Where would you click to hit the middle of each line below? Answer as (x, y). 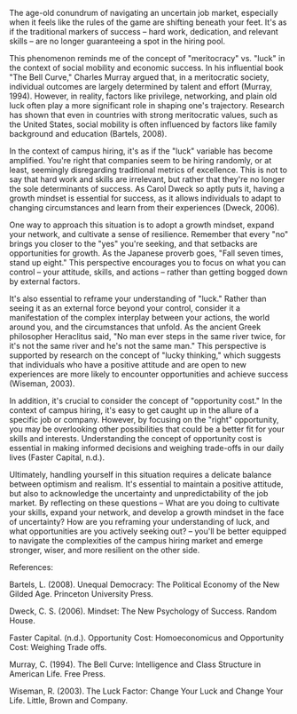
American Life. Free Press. (58, 674)
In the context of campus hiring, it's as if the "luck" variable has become (141, 151)
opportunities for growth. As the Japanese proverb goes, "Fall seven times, (146, 253)
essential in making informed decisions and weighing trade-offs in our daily (147, 448)
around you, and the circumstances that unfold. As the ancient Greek (135, 327)
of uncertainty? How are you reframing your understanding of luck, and (140, 522)
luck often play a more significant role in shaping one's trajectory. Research (147, 105)
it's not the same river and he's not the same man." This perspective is (138, 346)
